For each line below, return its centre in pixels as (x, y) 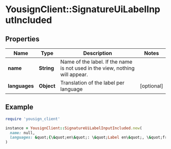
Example (19, 107)
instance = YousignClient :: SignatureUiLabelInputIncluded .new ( (74, 128)
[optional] (151, 86)
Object (47, 86)
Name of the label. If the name (96, 62)
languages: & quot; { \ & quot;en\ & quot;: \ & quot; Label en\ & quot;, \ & (81, 138)
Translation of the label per (92, 83)
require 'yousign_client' (33, 119)
